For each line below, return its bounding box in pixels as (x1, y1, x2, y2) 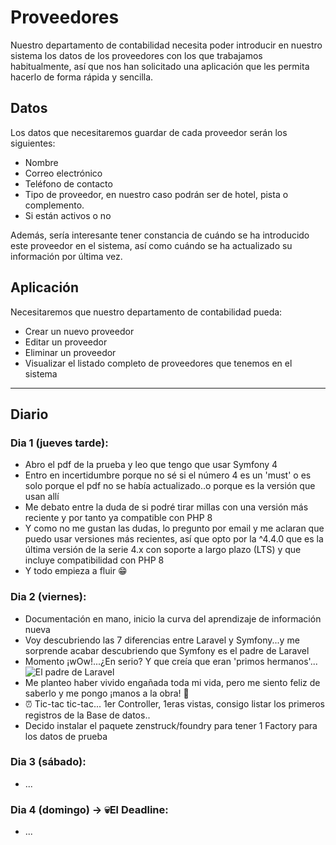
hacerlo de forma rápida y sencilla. (10, 71, 154, 83)
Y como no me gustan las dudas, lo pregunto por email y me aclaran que (24, 522, 325, 535)
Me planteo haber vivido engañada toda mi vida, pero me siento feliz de (24, 676, 321, 688)
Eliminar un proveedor (24, 346, 117, 358)
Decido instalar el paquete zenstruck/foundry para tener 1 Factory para (24, 719, 318, 731)
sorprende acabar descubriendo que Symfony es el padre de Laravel (24, 644, 310, 656)
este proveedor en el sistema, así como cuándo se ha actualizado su (10, 239, 293, 251)
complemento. (24, 199, 85, 211)
